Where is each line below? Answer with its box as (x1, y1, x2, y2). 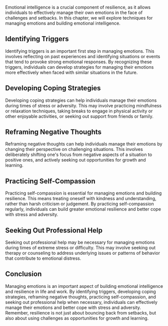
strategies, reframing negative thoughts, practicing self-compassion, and (5, 293, 156, 300)
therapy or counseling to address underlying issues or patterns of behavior (5, 250, 160, 256)
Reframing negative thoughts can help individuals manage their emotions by (5, 141, 162, 147)
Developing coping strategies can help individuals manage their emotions (5, 97, 157, 103)
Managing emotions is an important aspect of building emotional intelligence (5, 283, 163, 289)
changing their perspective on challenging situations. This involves (5, 146, 143, 152)
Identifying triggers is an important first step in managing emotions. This (5, 48, 154, 54)
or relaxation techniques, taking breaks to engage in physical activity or (5, 108, 153, 114)
